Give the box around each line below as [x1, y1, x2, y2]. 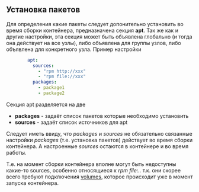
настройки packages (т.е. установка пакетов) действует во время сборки [6, 136, 193, 143]
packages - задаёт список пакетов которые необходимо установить [14, 112, 189, 119]
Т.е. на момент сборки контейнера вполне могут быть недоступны [6, 160, 176, 168]
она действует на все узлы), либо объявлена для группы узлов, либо [6, 39, 182, 46]
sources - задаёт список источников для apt [14, 119, 128, 126]
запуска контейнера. [6, 179, 59, 186]
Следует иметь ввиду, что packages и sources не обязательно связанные [6, 130, 192, 137]
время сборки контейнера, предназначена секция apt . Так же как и [6, 27, 179, 34]
